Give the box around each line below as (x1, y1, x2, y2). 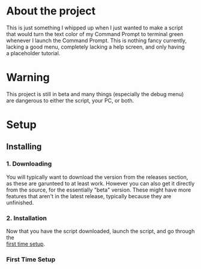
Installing (6, 142, 42, 152)
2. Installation (6, 214, 47, 222)
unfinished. (6, 199, 34, 206)
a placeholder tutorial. (6, 49, 61, 56)
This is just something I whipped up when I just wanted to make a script (6, 24, 183, 31)
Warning (6, 71, 50, 85)
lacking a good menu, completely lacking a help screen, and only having (6, 43, 185, 50)
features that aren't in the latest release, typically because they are (6, 192, 172, 199)
